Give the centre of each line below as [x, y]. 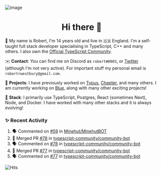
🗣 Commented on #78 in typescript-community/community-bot [76, 144]
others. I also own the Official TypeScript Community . [58, 51]
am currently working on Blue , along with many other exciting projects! [76, 88]
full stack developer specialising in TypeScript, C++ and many [81, 46]
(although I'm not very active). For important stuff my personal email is [76, 68]
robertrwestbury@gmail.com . [33, 73]
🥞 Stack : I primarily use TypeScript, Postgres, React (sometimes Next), [76, 97]
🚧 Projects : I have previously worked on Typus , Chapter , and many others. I [81, 82]
